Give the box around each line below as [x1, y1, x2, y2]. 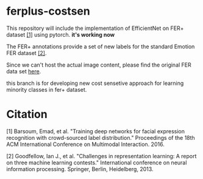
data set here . [6, 67, 41, 75]
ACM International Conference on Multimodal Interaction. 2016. [6, 141, 165, 148]
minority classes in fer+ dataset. [6, 86, 87, 93]
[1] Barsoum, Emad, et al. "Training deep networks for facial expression [6, 127, 185, 135]
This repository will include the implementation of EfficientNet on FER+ [6, 24, 184, 32]
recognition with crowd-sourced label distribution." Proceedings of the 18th [6, 134, 195, 141]
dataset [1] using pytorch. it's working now [6, 31, 115, 38]
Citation [6, 108, 48, 122]
